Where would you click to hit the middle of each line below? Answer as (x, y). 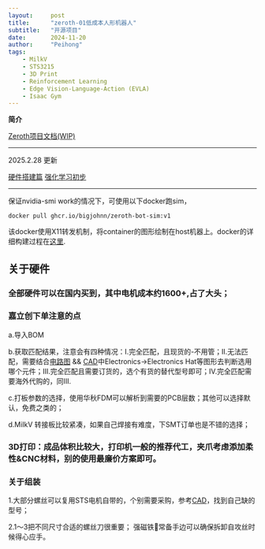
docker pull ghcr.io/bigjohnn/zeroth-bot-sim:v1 (90, 216)
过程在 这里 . (47, 242)
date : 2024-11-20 (47, 37)
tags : (17, 52)
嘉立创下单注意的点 (45, 316)
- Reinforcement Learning (65, 81)
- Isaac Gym (42, 96)
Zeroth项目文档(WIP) (42, 136)
